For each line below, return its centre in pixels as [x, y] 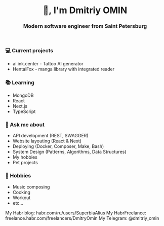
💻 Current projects [29, 51]
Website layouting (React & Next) [47, 141]
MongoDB [23, 95]
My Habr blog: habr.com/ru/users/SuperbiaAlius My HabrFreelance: [76, 213]
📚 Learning [20, 82]
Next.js [20, 106]
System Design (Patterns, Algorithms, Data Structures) [69, 152]
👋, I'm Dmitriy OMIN [85, 10]
